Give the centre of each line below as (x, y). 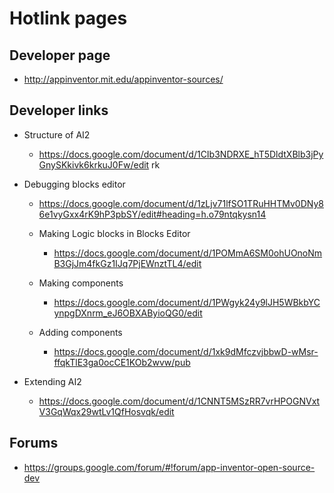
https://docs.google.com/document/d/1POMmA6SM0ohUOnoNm (188, 253)
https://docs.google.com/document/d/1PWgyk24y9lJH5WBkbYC (187, 302)
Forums (34, 443)
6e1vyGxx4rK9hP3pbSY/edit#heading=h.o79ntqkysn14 (152, 214)
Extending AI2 (52, 381)
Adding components (80, 332)
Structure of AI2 (57, 134)
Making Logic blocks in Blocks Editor (114, 233)
